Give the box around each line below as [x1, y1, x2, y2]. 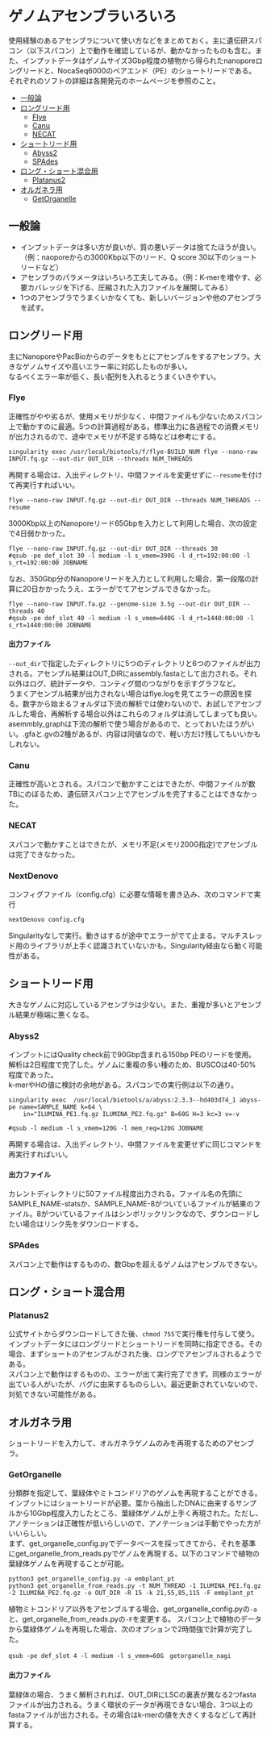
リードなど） [19, 262, 63, 272]
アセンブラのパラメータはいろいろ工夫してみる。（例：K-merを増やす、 [19, 272, 256, 282]
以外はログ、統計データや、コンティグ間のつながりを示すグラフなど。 [8, 679, 240, 689]
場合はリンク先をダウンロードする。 [22, 1219, 143, 1229]
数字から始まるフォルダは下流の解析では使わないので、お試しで [22, 699, 235, 709]
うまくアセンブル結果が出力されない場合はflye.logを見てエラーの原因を [8, 689, 245, 698]
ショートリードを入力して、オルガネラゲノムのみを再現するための [8, 1439, 227, 1448]
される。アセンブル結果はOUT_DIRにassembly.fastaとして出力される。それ [8, 669, 258, 678]
